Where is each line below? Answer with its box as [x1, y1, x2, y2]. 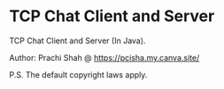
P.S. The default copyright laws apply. [9, 69, 148, 80]
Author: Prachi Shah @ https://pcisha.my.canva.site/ [9, 52, 200, 63]
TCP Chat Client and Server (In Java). [9, 35, 146, 46]
